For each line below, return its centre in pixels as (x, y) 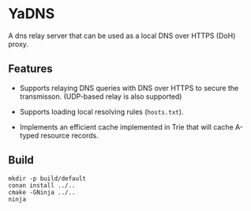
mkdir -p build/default (47, 179)
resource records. (69, 135)
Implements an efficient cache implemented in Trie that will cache (127, 126)
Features (30, 69)
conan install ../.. (42, 185)
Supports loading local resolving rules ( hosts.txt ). (101, 111)
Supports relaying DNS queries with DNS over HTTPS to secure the (129, 88)
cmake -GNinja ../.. (42, 192)
